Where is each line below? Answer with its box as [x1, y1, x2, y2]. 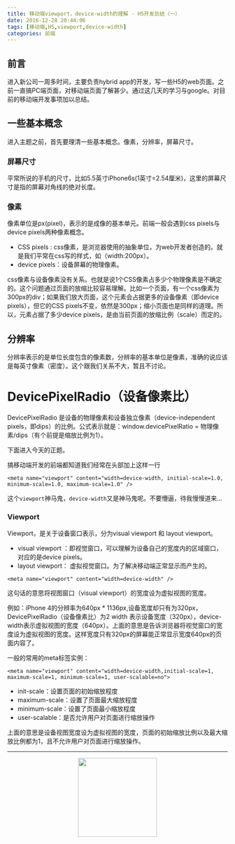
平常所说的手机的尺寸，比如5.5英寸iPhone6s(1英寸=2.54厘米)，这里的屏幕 [7, 174, 220, 182]
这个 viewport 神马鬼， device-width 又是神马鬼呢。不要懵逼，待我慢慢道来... [7, 494, 222, 502]
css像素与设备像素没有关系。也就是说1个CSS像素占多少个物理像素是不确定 [7, 275, 222, 284]
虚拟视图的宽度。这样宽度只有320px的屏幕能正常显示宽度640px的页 [25, 629, 222, 638]
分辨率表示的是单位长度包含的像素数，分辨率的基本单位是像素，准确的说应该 [7, 353, 228, 361]
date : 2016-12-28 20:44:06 [7, 17, 86, 24]
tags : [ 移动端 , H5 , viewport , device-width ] [7, 23, 127, 30]
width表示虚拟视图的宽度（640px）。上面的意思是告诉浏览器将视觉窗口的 [7, 621, 217, 629]
